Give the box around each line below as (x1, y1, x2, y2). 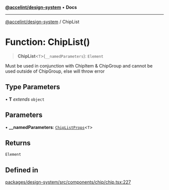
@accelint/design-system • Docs (5, 5, 77, 10)
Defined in (5, 166, 39, 174)
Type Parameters (5, 83, 60, 91)
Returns (5, 139, 31, 147)
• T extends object (5, 96, 45, 102)
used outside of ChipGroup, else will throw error (5, 68, 105, 74)
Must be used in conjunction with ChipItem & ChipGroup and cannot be (5, 62, 153, 69)
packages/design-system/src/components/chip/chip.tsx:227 (5, 179, 131, 185)
